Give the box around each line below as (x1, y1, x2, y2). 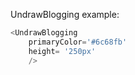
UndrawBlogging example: (10, 9, 120, 20)
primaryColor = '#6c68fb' (28, 37, 128, 47)
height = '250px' (28, 46, 97, 56)
